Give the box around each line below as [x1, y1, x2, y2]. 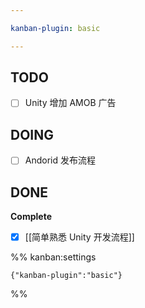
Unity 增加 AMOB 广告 [24, 97, 117, 109]
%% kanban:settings [10, 251, 97, 263]
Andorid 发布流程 [24, 154, 96, 166]
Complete [10, 211, 53, 223]
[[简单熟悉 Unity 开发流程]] [24, 231, 135, 243]
